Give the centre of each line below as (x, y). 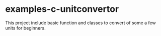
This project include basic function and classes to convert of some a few (80, 23)
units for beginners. (26, 28)
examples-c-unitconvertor (62, 9)
